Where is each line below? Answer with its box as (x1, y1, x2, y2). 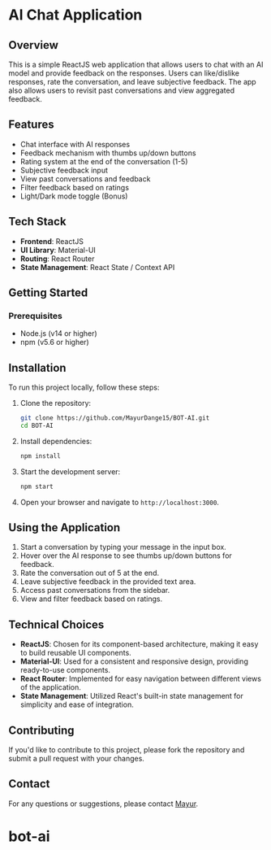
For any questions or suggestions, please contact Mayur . (8, 799, 199, 809)
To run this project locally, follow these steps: (8, 382, 160, 392)
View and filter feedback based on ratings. (19, 594, 163, 604)
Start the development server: (19, 466, 121, 477)
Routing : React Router (19, 254, 95, 264)
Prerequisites (8, 310, 62, 321)
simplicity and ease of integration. (19, 700, 134, 709)
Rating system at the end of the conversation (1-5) (19, 156, 188, 166)
